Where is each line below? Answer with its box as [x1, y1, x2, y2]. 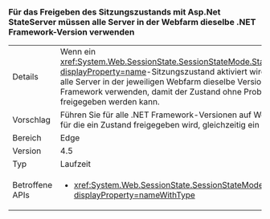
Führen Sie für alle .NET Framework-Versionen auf [59, 109, 252, 120]
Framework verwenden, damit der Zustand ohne [59, 87, 243, 98]
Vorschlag [12, 115, 51, 126]
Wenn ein [59, 47, 96, 58]
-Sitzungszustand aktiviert [145, 67, 247, 78]
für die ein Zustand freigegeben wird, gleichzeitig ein [59, 120, 260, 131]
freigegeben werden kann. [59, 96, 161, 107]
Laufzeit [59, 159, 91, 170]
